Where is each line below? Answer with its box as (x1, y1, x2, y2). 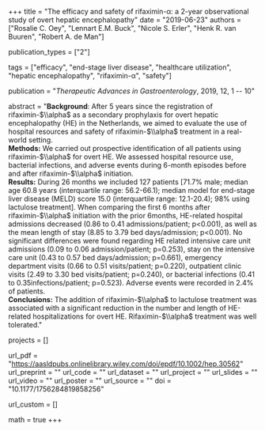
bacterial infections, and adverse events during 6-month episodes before (8, 161, 247, 169)
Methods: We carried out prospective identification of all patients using (8, 144, 241, 153)
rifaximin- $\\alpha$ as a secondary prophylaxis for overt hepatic (8, 110, 219, 119)
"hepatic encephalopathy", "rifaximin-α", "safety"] (8, 71, 172, 80)
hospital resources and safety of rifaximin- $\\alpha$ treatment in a (8, 127, 225, 136)
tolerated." (8, 320, 43, 329)
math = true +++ (8, 415, 62, 424)
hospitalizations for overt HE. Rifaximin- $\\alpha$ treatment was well (32, 312, 257, 321)
